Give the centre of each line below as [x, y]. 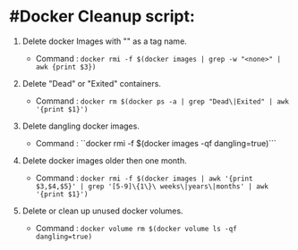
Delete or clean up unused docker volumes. [102, 211]
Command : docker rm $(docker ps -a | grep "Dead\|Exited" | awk [162, 101]
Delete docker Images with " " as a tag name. [105, 41]
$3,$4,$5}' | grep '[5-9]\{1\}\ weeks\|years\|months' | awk [152, 186]
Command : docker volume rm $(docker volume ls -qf [136, 228]
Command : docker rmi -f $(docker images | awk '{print [144, 178]
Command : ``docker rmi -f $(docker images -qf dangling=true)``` [156, 143]
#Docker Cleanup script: [102, 17]
